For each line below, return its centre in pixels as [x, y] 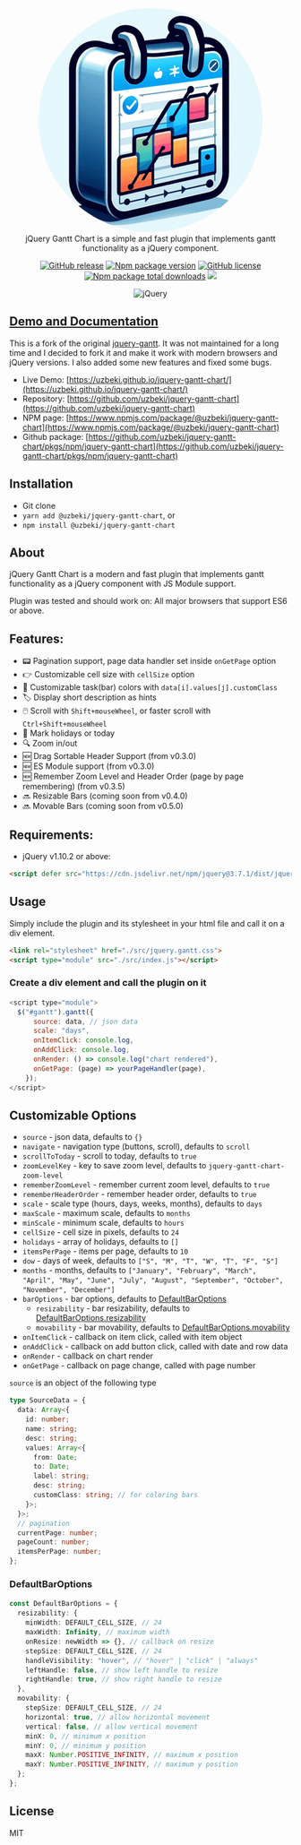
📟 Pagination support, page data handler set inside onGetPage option [149, 661]
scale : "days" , [61, 1031]
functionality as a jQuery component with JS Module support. [123, 584]
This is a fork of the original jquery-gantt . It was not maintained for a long [144, 343]
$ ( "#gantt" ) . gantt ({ [56, 1012]
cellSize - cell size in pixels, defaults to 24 [100, 1232]
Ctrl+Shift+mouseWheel [64, 725]
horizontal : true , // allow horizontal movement [118, 1717]
